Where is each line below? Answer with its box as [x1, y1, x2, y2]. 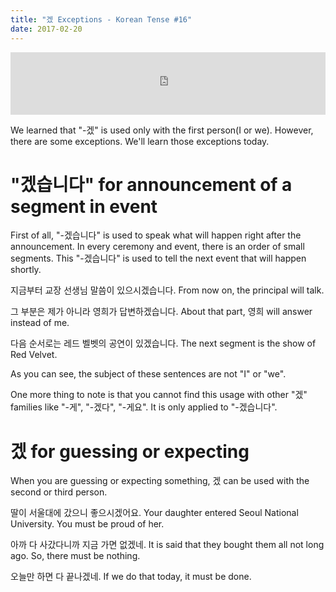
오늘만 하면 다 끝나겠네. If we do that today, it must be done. [10, 571, 252, 583]
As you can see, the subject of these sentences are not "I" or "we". [10, 368, 287, 380]
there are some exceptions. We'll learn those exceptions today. [10, 135, 270, 147]
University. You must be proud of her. [10, 518, 165, 530]
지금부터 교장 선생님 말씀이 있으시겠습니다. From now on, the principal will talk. [10, 284, 325, 296]
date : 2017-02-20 [10, 24, 83, 34]
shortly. [10, 264, 42, 276]
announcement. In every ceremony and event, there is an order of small [10, 241, 305, 253]
